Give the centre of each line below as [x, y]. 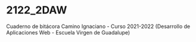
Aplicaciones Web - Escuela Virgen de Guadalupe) [68, 32]
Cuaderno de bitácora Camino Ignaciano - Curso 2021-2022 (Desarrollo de [98, 26]
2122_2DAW [37, 10]
